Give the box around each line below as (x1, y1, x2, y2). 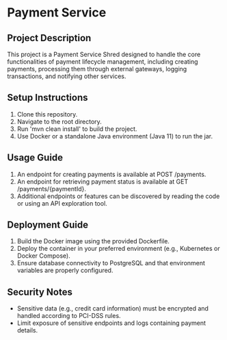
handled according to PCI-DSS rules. (16, 312, 121, 320)
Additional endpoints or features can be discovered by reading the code (16, 192, 220, 200)
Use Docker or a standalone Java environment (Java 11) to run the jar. (16, 132, 213, 140)
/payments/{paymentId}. (16, 184, 87, 193)
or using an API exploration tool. (16, 199, 107, 207)
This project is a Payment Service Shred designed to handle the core (7, 50, 201, 58)
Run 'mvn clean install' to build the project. (16, 125, 137, 133)
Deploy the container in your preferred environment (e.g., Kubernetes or (16, 245, 220, 253)
